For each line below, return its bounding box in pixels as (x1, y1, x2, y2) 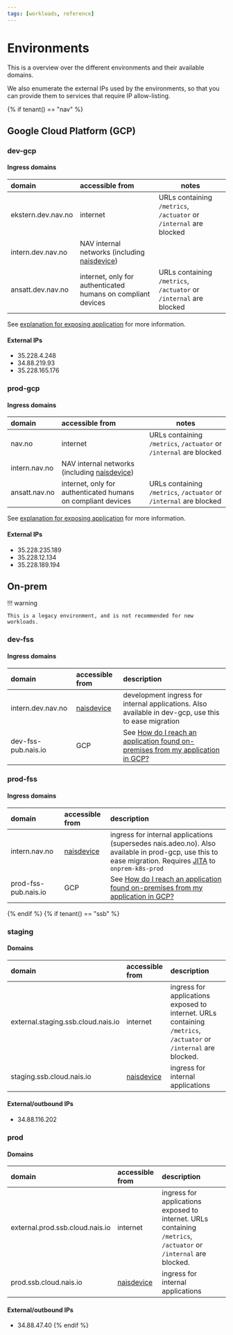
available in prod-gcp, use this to (110, 847, 218, 857)
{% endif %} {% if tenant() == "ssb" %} (7, 909, 120, 917)
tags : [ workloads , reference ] (7, 10, 95, 17)
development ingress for (123, 690, 203, 700)
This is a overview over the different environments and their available (7, 63, 205, 72)
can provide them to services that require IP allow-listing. (7, 91, 171, 100)
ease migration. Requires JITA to (110, 855, 216, 865)
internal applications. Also (123, 699, 207, 709)
